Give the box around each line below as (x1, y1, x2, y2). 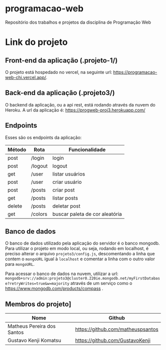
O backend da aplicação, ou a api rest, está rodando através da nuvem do (5, 102, 156, 107)
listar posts (52, 194, 78, 201)
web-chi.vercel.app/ (5, 74, 46, 80)
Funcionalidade (68, 146, 106, 153)
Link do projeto (5, 36, 68, 48)
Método (7, 146, 26, 153)
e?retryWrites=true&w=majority (5, 281, 70, 286)
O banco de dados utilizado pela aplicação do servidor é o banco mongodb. (5, 240, 160, 246)
